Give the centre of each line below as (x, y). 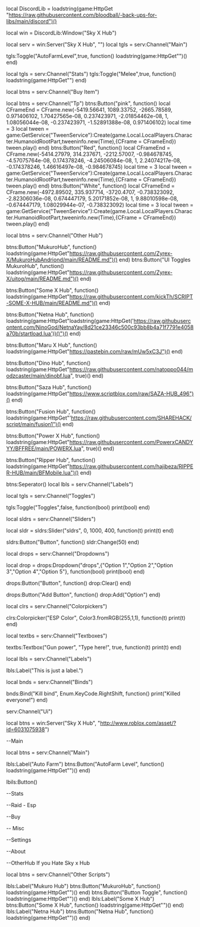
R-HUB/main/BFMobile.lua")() (43, 473)
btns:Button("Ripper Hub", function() (51, 460)
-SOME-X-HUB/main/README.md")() (52, 303)
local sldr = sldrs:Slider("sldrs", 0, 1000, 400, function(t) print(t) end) (90, 530)
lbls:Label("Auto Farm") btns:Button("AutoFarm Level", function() (85, 764)
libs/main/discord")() (32, 21)
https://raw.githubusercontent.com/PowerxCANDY (131, 442)
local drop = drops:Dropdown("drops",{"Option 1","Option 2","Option (90, 565)
